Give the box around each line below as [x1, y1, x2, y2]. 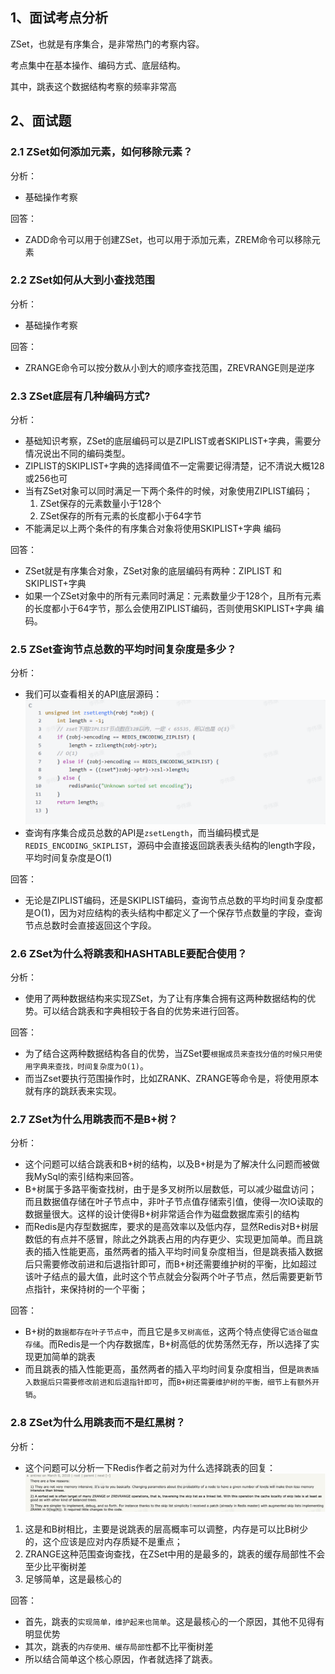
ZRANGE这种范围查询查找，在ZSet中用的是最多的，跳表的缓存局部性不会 [24, 1548, 326, 1560]
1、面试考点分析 [10, 9, 109, 27]
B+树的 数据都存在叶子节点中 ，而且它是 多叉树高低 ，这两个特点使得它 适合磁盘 [24, 1326, 319, 1338]
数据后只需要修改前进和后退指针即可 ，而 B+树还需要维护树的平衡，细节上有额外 [32, 1376, 313, 1388]
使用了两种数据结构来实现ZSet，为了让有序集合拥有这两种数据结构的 [24, 993, 308, 1004]
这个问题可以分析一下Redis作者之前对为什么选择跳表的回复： [24, 1461, 277, 1473]
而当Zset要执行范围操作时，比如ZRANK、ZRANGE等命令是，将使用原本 [24, 1073, 320, 1084]
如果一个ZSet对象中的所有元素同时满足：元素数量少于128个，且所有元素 [24, 590, 322, 602]
